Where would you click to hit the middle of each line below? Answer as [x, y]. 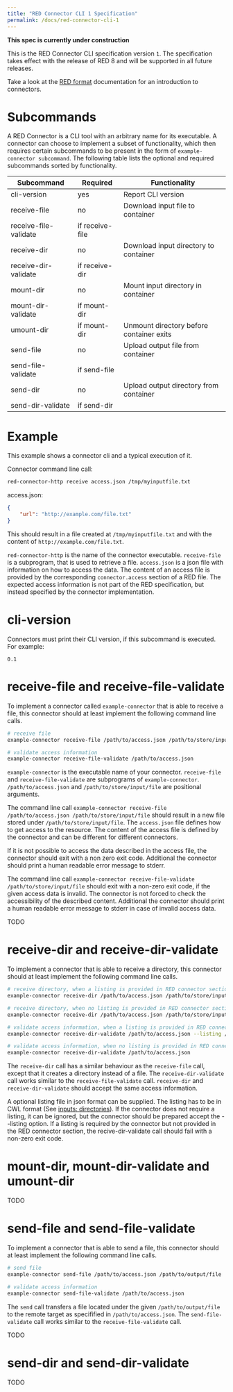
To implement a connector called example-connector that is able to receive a [115, 706]
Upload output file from [162, 346]
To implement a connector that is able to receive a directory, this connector [114, 969]
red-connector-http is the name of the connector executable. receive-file [114, 555]
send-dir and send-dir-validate [98, 1363]
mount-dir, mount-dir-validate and [109, 1167]
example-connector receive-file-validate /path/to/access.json [101, 759]
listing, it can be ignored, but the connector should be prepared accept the [114, 1116]
